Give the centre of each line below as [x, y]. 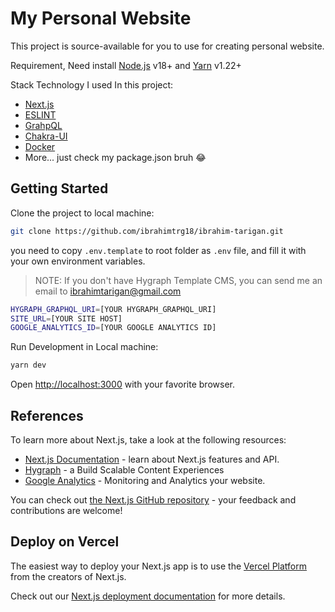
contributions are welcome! [66, 510]
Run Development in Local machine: [84, 347]
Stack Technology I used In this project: [92, 84]
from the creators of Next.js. [68, 576]
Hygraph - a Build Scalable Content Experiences [124, 469]
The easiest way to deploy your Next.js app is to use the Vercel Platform [159, 566]
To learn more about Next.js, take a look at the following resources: [148, 439]
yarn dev [28, 365]
